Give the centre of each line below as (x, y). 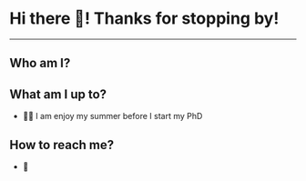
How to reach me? (62, 145)
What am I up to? (58, 94)
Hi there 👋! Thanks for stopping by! (144, 19)
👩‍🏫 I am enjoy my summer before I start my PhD (112, 116)
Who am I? (40, 63)
